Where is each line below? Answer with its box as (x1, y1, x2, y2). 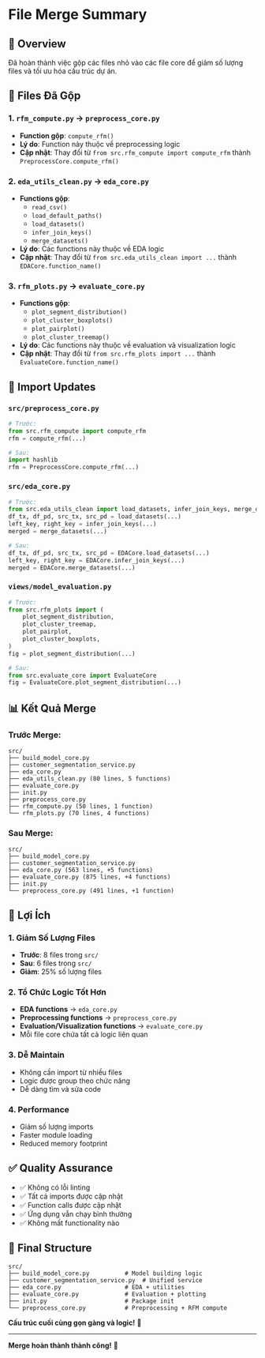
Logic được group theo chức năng (19, 1076, 131, 1085)
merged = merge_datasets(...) (8, 528, 108, 536)
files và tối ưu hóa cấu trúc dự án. (8, 66, 118, 76)
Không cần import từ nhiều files (19, 1067, 122, 1077)
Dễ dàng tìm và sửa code (19, 1084, 101, 1093)
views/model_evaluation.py (8, 582, 112, 592)
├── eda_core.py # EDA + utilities (8, 1283, 185, 1291)
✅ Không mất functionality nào (19, 1218, 120, 1228)
